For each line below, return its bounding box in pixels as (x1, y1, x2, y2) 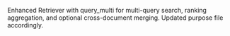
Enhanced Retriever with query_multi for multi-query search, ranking (7, 6, 207, 14)
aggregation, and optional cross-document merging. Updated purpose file (7, 13, 224, 22)
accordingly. (7, 21, 44, 29)
